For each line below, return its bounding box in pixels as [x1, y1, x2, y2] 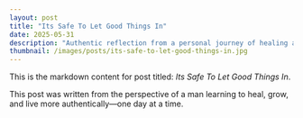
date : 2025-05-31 [9, 30, 75, 39]
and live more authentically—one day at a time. [9, 98, 184, 109]
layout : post [9, 13, 59, 23]
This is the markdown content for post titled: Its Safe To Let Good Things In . [9, 71, 291, 82]
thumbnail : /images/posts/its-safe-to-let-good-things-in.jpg [9, 47, 248, 56]
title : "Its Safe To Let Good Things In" [9, 22, 168, 31]
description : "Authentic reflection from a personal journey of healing [9, 38, 289, 48]
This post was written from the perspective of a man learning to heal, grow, [9, 89, 289, 100]
